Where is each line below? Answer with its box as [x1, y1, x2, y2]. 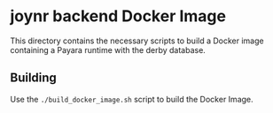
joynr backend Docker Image [10, 6, 227, 26]
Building [10, 71, 57, 86]
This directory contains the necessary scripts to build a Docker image [10, 35, 264, 46]
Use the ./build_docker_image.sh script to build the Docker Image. [10, 94, 253, 104]
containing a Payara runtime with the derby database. [10, 44, 207, 55]
